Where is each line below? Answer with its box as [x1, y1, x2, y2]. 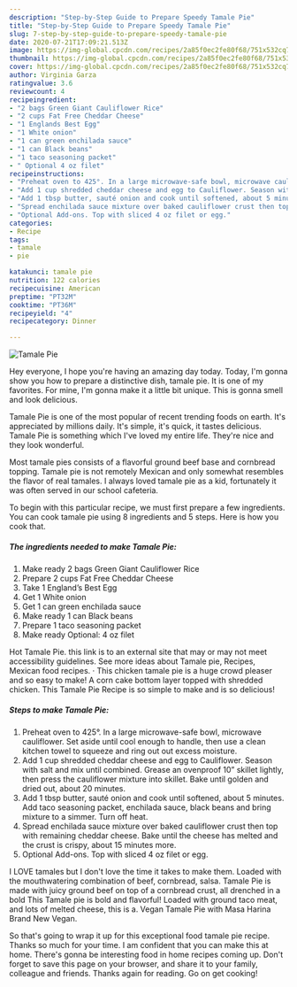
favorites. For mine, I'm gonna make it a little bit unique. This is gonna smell [9, 385, 284, 396]
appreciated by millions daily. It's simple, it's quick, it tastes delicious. [9, 421, 263, 432]
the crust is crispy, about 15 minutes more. [21, 840, 177, 851]
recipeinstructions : [9, 169, 86, 178]
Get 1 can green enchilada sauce [21, 601, 141, 612]
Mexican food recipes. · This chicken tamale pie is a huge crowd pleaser [9, 666, 272, 676]
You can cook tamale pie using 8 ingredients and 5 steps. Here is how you [9, 512, 279, 522]
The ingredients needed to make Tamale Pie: [9, 541, 177, 551]
